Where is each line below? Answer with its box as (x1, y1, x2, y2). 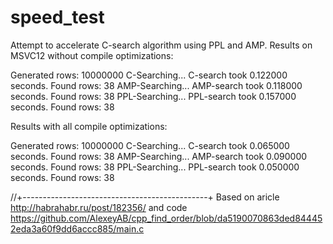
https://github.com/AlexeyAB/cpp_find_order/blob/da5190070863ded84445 (10, 212, 323, 224)
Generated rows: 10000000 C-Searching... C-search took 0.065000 (10, 139, 290, 151)
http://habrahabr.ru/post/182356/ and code (10, 201, 188, 213)
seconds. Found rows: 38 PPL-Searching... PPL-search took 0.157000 (10, 90, 297, 102)
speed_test (10, 6, 105, 29)
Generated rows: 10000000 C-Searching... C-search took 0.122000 (10, 69, 288, 81)
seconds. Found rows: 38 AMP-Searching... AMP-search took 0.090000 (10, 150, 308, 162)
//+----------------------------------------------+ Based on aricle (10, 191, 280, 203)
